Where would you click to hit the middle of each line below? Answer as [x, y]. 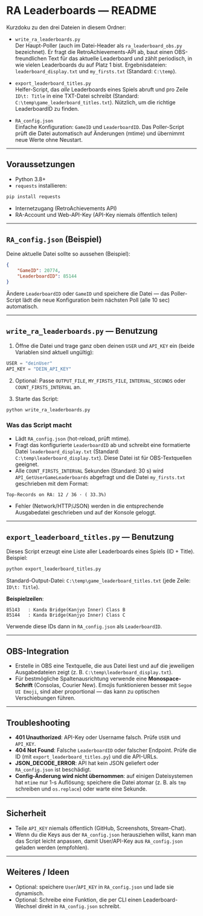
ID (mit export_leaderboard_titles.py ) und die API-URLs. [86, 756]
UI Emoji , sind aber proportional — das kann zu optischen [87, 692]
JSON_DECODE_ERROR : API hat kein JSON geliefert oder [87, 763]
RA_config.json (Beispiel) [54, 240]
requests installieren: [41, 185]
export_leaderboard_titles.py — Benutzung [90, 537]
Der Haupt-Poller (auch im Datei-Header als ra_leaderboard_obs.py [98, 45]
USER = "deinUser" [29, 363]
